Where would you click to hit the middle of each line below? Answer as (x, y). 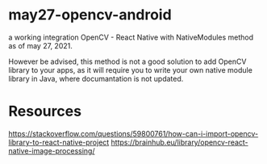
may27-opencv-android (90, 15)
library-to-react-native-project (59, 142)
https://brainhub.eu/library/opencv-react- (179, 142)
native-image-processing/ (52, 150)
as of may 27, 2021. (40, 45)
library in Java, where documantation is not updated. (96, 78)
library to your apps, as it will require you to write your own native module (130, 69)
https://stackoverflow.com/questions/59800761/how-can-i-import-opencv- (133, 133)
